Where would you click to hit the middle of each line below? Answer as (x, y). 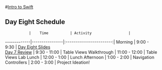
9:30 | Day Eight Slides (28, 47)
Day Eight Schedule (35, 22)
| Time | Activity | (80, 33)
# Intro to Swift (19, 7)
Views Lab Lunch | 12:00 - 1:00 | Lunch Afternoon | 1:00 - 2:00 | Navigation (80, 57)
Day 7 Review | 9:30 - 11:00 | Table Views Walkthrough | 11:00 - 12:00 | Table (81, 52)
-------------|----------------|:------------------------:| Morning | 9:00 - (77, 42)
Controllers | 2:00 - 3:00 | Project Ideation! (48, 62)
